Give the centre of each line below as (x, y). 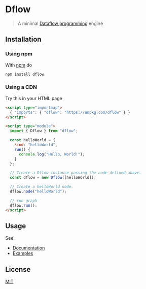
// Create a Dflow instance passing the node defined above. (76, 173)
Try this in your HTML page (34, 98)
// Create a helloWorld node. (42, 187)
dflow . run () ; (24, 205)
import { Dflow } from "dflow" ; (44, 131)
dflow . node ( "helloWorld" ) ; (38, 191)
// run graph (24, 201)
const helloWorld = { (33, 140)
